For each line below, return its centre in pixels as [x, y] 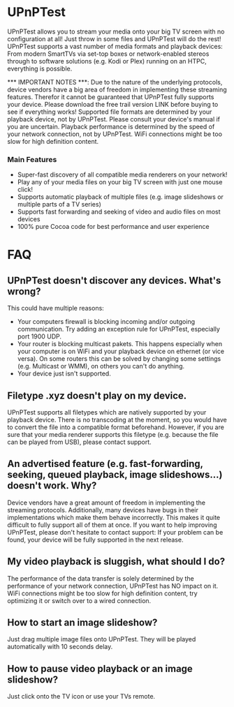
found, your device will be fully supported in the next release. [95, 539]
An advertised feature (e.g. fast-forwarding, [105, 464]
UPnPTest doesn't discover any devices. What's [114, 280]
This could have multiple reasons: [56, 308]
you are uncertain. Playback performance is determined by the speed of [111, 126]
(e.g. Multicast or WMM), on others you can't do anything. [101, 366]
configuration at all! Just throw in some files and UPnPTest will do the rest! [114, 38]
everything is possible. [40, 68]
